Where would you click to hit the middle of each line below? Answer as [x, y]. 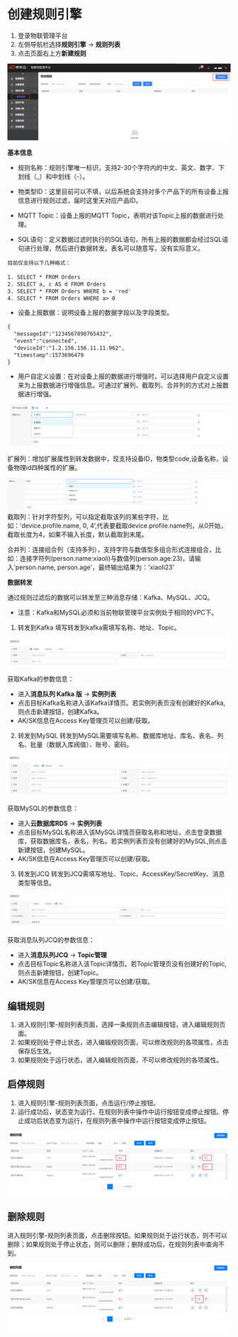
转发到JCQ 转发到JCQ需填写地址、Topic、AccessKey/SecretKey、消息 [121, 873]
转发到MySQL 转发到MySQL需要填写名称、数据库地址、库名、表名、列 [121, 735]
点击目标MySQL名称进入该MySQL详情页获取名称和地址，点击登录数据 [120, 832]
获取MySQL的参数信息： [43, 808]
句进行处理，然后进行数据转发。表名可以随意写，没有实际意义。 [110, 248]
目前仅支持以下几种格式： [39, 263]
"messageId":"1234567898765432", [63, 334]
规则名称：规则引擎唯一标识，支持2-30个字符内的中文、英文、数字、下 [121, 168]
